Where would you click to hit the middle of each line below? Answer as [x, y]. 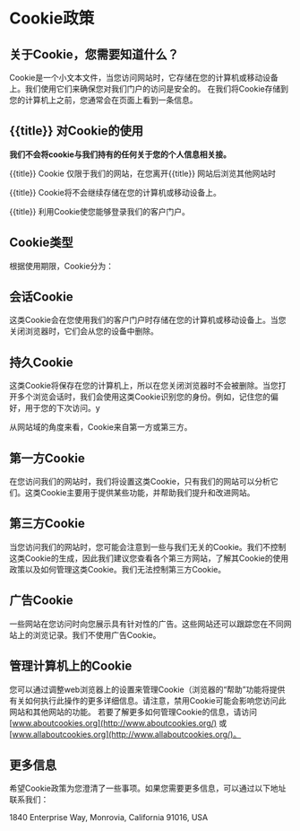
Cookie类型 [41, 243]
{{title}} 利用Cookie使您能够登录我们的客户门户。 [100, 211]
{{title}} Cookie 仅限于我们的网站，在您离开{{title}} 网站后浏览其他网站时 [142, 173]
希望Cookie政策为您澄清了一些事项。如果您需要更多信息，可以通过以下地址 [148, 788]
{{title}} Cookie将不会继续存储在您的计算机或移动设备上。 [116, 192]
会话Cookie [41, 297]
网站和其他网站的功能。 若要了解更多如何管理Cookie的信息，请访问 [133, 712]
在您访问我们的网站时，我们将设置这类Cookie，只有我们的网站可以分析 [140, 482]
